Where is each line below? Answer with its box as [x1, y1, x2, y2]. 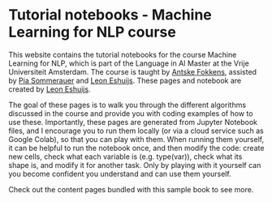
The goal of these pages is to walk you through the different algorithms [8, 100, 246, 110]
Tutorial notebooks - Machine [8, 6, 213, 24]
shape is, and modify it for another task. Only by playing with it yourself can [8, 160, 261, 170]
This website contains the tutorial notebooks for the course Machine [8, 49, 237, 59]
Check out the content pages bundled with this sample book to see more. [8, 184, 254, 194]
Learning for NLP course [8, 23, 176, 41]
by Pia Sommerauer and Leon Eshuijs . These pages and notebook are [8, 75, 242, 85]
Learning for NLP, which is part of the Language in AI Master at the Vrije [8, 58, 249, 68]
